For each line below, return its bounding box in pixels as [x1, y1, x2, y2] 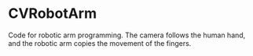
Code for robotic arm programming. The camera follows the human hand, [8, 30, 246, 40]
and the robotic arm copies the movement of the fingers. [8, 38, 192, 47]
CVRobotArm [8, 5, 97, 23]
